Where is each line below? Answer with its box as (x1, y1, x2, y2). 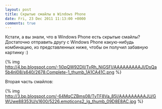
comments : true (5, 20, 36, 26)
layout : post (5, 7, 32, 12)
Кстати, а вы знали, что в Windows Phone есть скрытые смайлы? (5, 34, 140, 40)
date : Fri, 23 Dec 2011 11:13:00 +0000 (5, 16, 86, 21)
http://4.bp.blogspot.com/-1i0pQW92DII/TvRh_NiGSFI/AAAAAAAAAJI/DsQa (5, 64, 157, 70)
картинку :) (5, 50, 28, 55)
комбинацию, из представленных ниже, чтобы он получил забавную (5, 44, 148, 50)
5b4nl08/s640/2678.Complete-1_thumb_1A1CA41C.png (5, 69, 115, 75)
